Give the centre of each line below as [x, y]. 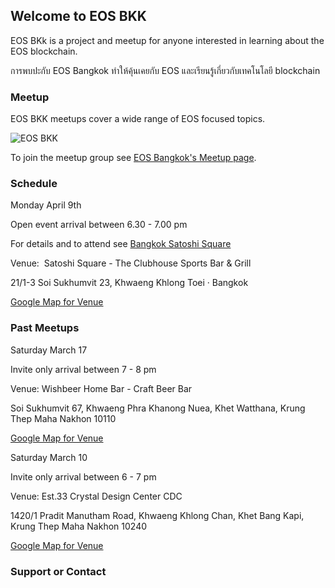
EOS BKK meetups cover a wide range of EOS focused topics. [138, 119]
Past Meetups [45, 328]
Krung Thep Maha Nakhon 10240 [79, 526]
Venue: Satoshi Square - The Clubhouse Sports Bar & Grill [131, 263]
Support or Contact [58, 571]
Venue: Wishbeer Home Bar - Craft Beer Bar [101, 388]
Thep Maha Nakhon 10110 [63, 418]
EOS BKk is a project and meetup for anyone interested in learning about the [167, 40]
